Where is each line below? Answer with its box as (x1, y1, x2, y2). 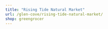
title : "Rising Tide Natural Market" (5, 7, 85, 12)
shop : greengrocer (5, 16, 44, 21)
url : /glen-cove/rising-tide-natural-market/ (5, 12, 103, 17)
